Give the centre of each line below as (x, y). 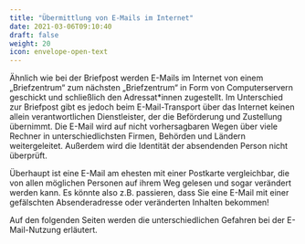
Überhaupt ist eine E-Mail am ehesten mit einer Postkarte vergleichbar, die (150, 174)
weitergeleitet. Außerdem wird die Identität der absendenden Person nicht (149, 146)
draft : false (34, 35)
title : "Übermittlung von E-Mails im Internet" (102, 18)
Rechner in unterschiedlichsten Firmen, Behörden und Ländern (128, 136)
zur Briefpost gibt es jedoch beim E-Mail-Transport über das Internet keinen (152, 107)
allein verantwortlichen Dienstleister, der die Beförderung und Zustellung (146, 117)
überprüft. (28, 155)
